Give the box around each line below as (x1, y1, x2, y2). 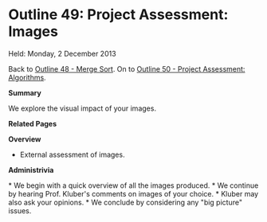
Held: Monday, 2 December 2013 (8, 49, 117, 58)
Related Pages (8, 119, 57, 128)
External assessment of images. (19, 150, 125, 159)
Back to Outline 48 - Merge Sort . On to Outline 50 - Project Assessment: (8, 64, 245, 73)
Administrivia (8, 165, 54, 174)
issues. (8, 205, 32, 216)
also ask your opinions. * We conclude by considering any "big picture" (8, 197, 243, 207)
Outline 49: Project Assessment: (8, 6, 229, 24)
